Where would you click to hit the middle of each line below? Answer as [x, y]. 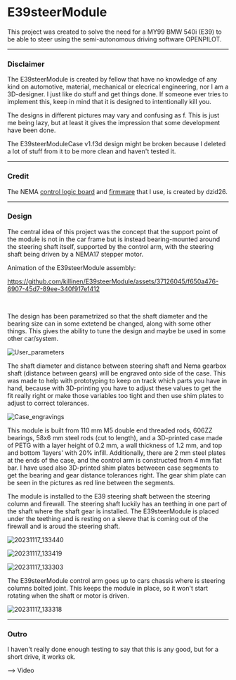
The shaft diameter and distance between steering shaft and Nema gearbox [117, 366]
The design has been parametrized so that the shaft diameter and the [108, 316]
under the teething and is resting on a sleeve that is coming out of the [108, 518]
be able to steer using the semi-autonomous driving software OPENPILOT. [114, 39]
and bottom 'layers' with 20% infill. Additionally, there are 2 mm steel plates [117, 453]
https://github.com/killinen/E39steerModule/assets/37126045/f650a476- [113, 281]
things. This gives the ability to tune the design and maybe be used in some [117, 331]
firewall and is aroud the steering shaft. [64, 526]
